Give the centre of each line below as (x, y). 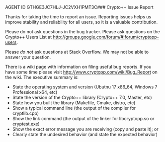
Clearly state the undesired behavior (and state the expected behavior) (85, 134)
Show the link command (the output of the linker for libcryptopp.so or (83, 118)
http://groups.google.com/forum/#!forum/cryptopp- (106, 37)
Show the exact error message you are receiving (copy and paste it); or (85, 129)
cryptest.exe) (26, 124)
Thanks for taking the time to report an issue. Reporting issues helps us (78, 17)
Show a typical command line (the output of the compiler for (74, 108)
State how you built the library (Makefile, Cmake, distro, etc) (74, 103)
